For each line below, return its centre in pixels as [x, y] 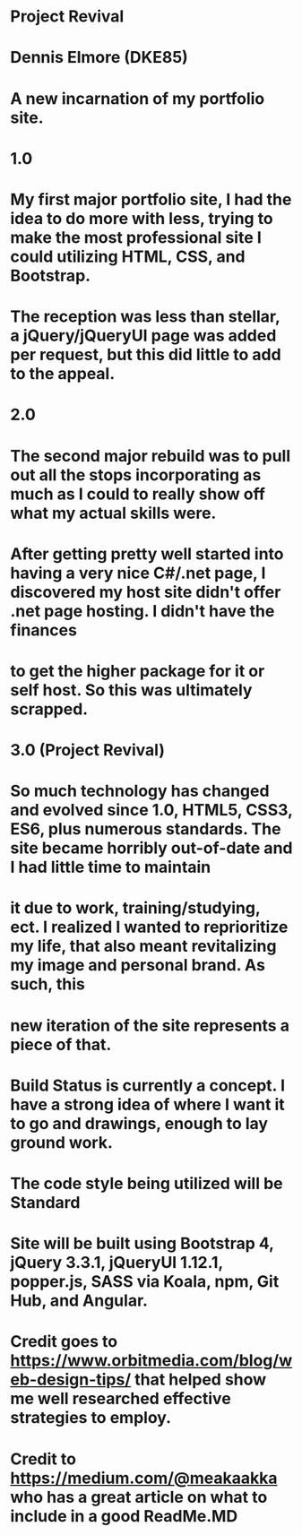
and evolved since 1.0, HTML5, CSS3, [151, 811]
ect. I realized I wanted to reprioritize [149, 927]
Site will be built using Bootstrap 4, [142, 1244]
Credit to [43, 1459]
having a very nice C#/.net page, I [138, 573]
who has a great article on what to [139, 1497]
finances [43, 630]
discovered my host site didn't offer [146, 592]
